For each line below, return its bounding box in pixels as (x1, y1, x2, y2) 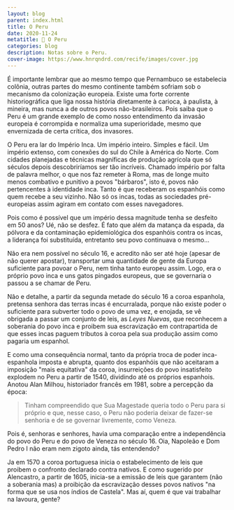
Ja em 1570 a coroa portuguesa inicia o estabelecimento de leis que (7, 458, 203, 466)
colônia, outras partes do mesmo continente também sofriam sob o (7, 82, 201, 91)
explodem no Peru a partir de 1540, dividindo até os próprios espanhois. (7, 372, 215, 381)
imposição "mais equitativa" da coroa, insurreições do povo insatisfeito (7, 365, 212, 374)
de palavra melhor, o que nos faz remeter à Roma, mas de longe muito (7, 170, 210, 178)
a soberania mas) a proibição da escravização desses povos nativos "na (7, 480, 216, 488)
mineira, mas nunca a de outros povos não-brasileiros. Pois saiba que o (7, 104, 213, 112)
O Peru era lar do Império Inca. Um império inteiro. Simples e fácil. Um (7, 140, 210, 149)
